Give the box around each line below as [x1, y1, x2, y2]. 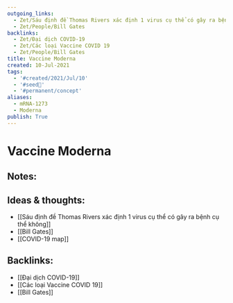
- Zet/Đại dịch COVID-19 [13, 36, 85, 43]
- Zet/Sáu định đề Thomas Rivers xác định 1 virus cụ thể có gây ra [13, 17, 216, 24]
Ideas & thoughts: [7, 194, 85, 206]
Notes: [7, 171, 37, 182]
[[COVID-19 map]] [17, 235, 69, 243]
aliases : [7, 94, 33, 101]
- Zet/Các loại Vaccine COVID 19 [13, 42, 110, 49]
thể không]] [17, 220, 51, 229]
